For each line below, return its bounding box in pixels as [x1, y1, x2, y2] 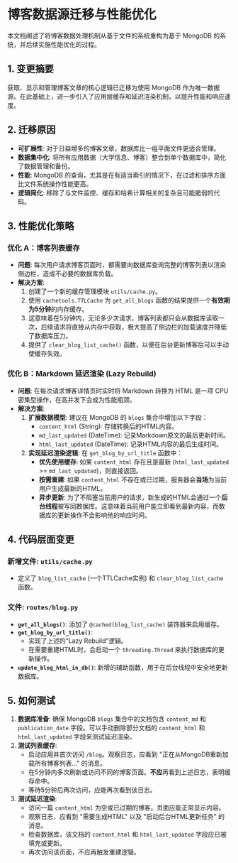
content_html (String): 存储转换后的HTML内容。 [38, 422, 178, 430]
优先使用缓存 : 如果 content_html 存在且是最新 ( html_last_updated [38, 457, 229, 466]
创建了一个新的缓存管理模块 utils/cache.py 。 [28, 287, 161, 295]
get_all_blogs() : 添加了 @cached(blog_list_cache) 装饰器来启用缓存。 [17, 619, 223, 629]
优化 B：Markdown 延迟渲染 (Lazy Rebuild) [7, 369, 157, 379]
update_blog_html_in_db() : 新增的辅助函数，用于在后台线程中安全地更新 [17, 663, 228, 671]
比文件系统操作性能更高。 [17, 179, 93, 188]
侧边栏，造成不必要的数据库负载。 [17, 269, 118, 278]
